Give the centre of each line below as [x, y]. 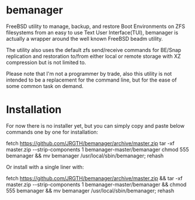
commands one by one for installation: [52, 132]
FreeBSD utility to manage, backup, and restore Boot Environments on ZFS [96, 26]
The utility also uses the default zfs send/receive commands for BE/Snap [94, 50]
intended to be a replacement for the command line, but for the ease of [91, 80]
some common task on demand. [45, 86]
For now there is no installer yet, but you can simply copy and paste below [95, 125]
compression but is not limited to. [46, 62]
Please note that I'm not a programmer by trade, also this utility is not [89, 73]
